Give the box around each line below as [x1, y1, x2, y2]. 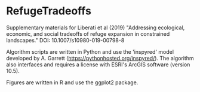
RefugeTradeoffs [6, 4, 91, 18]
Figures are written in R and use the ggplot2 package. [6, 79, 139, 86]
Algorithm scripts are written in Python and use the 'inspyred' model [6, 48, 174, 55]
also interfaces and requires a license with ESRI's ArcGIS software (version [6, 61, 190, 68]
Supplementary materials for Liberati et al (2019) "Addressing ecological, [6, 24, 185, 31]
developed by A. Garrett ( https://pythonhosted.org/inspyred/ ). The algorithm [6, 54, 194, 62]
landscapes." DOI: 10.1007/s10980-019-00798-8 [6, 36, 125, 44]
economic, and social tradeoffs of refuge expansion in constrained [6, 30, 170, 37]
